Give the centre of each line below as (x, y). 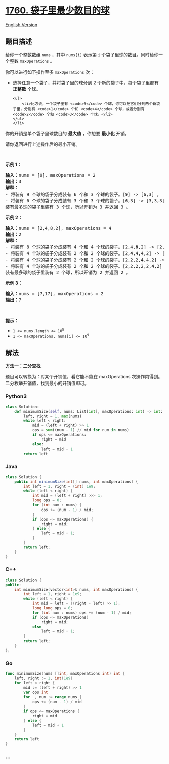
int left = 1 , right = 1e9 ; (53, 594)
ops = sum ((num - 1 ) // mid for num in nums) (80, 430)
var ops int (36, 692)
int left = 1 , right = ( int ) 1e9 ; (59, 486)
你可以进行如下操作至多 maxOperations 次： (50, 72)
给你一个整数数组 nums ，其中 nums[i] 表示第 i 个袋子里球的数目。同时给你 (82, 55)
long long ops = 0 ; (52, 608)
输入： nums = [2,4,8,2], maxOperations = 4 (58, 228)
